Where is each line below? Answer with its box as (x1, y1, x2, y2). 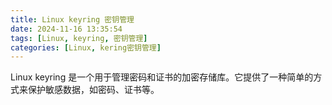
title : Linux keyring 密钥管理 (10, 14, 135, 25)
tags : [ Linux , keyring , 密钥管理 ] (10, 33, 148, 43)
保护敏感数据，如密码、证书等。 (27, 84, 160, 96)
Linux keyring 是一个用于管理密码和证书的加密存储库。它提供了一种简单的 (10, 71, 314, 83)
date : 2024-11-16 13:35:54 (10, 24, 123, 34)
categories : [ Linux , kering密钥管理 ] (10, 42, 162, 53)
